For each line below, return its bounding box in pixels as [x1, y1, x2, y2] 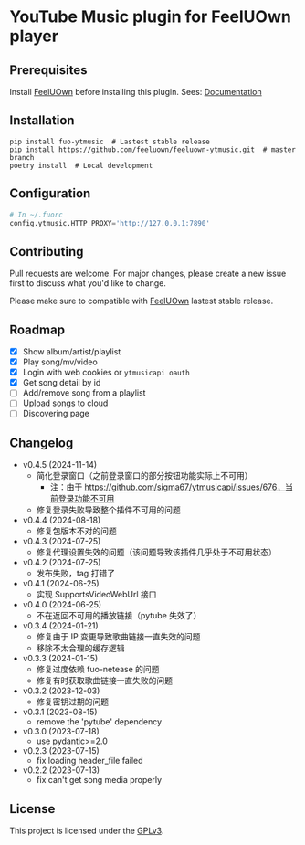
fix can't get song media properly [36, 775, 163, 786]
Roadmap [9, 322, 66, 337]
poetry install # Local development [9, 161, 153, 170]
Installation [9, 112, 75, 129]
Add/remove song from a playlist [22, 387, 146, 398]
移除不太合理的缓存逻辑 [36, 642, 125, 654]
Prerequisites [9, 62, 88, 78]
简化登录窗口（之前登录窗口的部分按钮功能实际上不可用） [36, 470, 253, 481]
